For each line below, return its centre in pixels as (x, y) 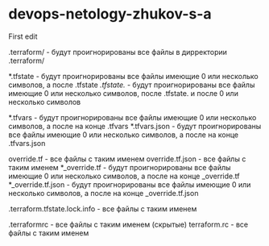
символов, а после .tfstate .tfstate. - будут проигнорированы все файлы (132, 85)
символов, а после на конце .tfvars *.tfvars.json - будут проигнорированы (135, 126)
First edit (23, 36)
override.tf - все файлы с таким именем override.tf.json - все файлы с (127, 159)
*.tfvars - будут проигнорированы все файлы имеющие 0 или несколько (132, 117)
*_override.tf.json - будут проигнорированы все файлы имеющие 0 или (130, 184)
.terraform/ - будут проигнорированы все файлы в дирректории (118, 52)
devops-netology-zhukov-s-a (110, 14)
